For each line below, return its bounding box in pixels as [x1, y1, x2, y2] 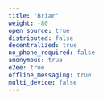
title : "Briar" [8, 11, 60, 20]
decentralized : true [8, 42, 78, 49]
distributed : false [8, 34, 74, 42]
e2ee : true [8, 64, 45, 72]
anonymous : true [8, 57, 63, 65]
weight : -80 [8, 19, 48, 27]
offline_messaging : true [8, 71, 92, 79]
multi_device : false [8, 78, 78, 86]
